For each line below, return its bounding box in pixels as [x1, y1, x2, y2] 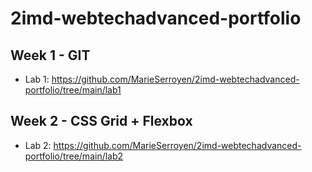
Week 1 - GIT [10, 47, 91, 64]
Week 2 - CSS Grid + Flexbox [10, 113, 193, 130]
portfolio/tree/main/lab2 [24, 150, 124, 162]
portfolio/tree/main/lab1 [24, 84, 122, 96]
